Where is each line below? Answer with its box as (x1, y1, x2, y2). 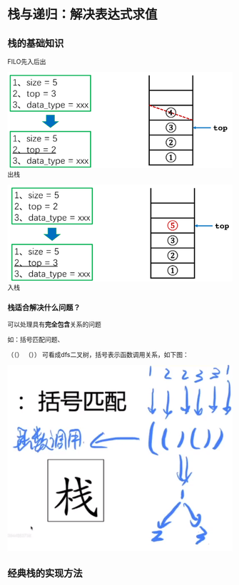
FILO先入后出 (7, 58, 46, 66)
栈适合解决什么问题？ (7, 302, 81, 312)
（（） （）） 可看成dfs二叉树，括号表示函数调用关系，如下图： (7, 350, 189, 358)
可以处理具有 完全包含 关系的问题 (7, 320, 101, 328)
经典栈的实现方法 (7, 567, 83, 579)
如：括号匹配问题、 (7, 335, 64, 343)
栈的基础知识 (7, 37, 64, 49)
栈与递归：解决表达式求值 (7, 6, 158, 23)
